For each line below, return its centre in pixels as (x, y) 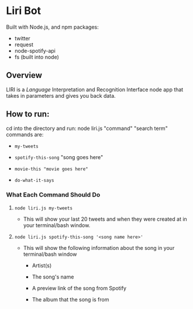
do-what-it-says (34, 180)
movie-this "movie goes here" (51, 169)
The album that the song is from (70, 299)
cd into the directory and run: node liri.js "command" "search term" (87, 128)
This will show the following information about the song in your (99, 248)
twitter (22, 38)
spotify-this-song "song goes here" (59, 157)
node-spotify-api (35, 50)
